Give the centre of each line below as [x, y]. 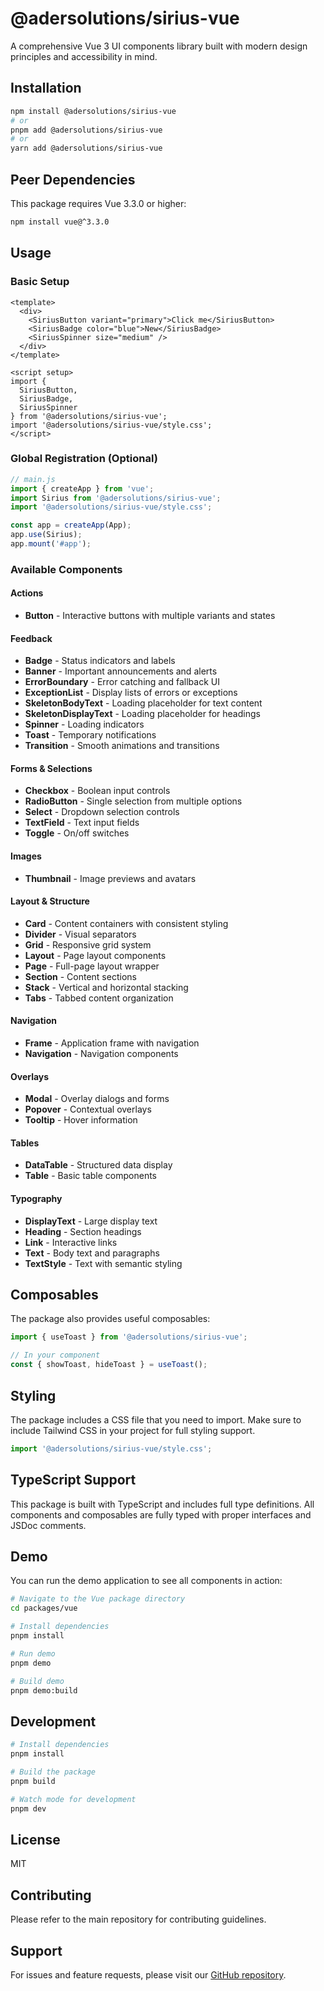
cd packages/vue [44, 1608]
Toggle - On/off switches [77, 833]
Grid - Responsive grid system [88, 944]
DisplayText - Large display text [91, 1221]
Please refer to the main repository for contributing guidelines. [138, 1919]
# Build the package [53, 1772]
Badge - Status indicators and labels [100, 661]
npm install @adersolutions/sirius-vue [93, 111]
